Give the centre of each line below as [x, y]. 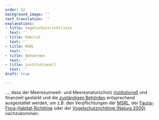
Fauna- [147, 103]
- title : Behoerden [25, 56]
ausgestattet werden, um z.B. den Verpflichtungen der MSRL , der [72, 103]
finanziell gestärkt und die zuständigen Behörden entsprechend [70, 97]
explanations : [20, 23]
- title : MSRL [20, 46]
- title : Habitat [23, 38]
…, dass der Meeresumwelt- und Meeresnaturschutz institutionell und [76, 92]
